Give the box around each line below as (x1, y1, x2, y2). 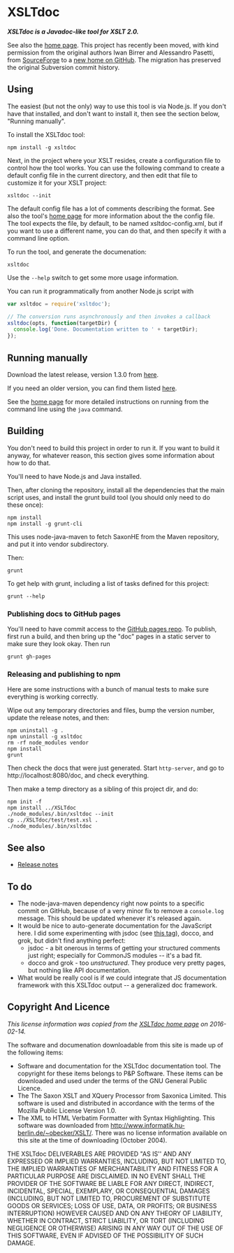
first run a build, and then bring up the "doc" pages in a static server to (7, 632, 211, 640)
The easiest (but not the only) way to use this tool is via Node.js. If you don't (7, 102, 227, 110)
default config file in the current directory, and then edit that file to (7, 171, 198, 179)
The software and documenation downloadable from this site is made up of (7, 1040, 224, 1049)
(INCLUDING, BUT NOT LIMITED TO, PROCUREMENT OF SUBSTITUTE (7, 1194, 211, 1203)
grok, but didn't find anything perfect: (17, 936, 126, 945)
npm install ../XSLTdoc (7, 805, 77, 812)
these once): (7, 501, 44, 509)
